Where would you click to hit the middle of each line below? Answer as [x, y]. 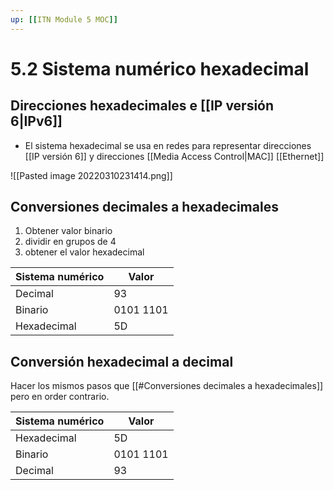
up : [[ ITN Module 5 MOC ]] [64, 19]
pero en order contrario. [60, 397]
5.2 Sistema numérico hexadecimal [160, 68]
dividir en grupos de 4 [70, 242]
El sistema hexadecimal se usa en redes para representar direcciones [168, 145]
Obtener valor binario [68, 231]
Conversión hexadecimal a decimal [122, 361]
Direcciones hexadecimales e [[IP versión [142, 106]
